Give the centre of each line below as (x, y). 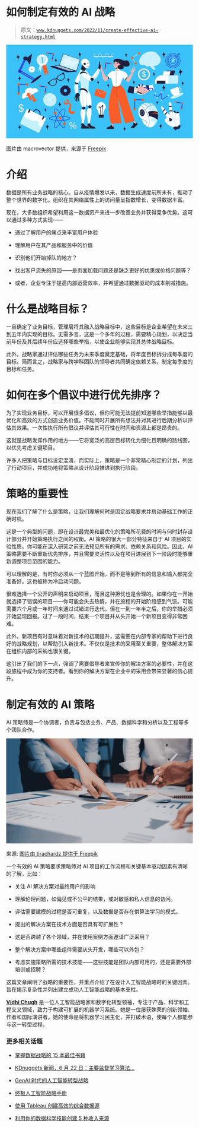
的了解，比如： (24, 874)
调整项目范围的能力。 (37, 561)
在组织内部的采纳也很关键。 (40, 651)
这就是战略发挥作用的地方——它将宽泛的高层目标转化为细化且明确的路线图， (99, 440)
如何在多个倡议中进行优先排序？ (84, 395)
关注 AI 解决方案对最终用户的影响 (55, 887)
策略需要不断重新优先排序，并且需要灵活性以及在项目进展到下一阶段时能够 (97, 553)
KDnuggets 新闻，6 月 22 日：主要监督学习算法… (75, 1068)
